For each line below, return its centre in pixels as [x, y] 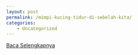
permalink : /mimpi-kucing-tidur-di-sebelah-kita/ [69, 17]
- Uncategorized [37, 28]
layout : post [22, 12]
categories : [21, 23]
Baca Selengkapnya [31, 45]
